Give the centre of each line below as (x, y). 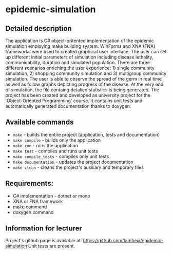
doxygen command (33, 212)
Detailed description (39, 28)
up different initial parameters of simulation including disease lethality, (79, 57)
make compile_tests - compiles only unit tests (61, 156)
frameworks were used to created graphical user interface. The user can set (86, 52)
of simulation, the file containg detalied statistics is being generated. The (82, 90)
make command (30, 207)
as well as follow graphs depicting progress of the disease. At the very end (84, 84)
